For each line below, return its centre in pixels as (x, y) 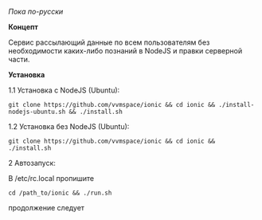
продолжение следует (47, 208)
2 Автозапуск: (32, 163)
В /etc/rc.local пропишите (51, 178)
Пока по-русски (36, 12)
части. (19, 59)
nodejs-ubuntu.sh (37, 112)
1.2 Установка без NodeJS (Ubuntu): (69, 126)
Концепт (23, 27)
